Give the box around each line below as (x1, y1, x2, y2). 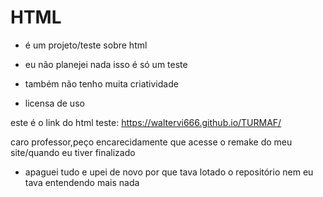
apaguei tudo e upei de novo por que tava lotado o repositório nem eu (24, 166, 314, 178)
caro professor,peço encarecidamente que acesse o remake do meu (10, 136, 293, 148)
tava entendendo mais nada (24, 176, 140, 188)
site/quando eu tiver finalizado (10, 146, 136, 158)
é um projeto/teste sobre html (24, 39, 148, 51)
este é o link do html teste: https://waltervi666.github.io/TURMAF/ (10, 116, 282, 128)
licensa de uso (24, 97, 85, 109)
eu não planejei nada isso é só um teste (24, 58, 188, 70)
